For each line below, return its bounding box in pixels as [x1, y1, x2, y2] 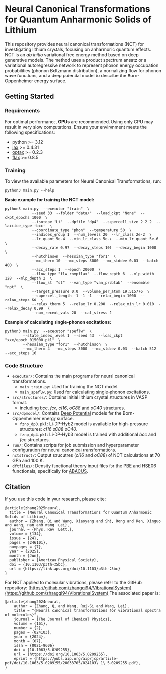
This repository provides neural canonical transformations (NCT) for [5, 41, 144, 47]
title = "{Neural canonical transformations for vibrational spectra [14, 608, 161, 613]
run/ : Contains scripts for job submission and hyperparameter [12, 442, 139, 448]
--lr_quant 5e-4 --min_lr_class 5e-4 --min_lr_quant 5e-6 [31, 236, 159, 241]
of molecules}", [5, 612, 39, 618]
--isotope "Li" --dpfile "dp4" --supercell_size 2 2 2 [31, 219, 152, 224]
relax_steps [5, 297, 30, 302]
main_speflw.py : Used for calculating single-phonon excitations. [19, 389, 150, 395]
